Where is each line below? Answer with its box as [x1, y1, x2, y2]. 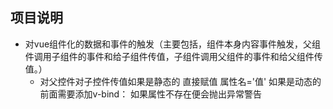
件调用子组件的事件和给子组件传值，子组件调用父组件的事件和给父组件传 [24, 50, 323, 62]
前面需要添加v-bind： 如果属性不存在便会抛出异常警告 [39, 88, 263, 100]
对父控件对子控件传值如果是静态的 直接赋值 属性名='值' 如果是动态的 [39, 75, 322, 87]
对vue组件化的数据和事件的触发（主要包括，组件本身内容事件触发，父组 [24, 38, 322, 50]
